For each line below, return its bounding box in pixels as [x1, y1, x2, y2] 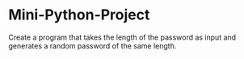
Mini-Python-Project [8, 6, 150, 24]
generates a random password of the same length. [8, 40, 177, 50]
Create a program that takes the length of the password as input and [8, 32, 237, 42]
